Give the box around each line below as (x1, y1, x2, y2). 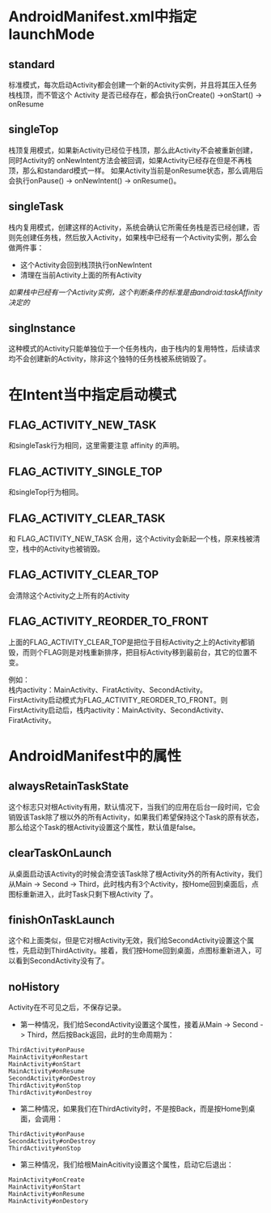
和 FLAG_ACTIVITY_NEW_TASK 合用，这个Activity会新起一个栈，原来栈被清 (8, 534, 260, 544)
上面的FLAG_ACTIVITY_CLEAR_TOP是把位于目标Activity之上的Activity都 (8, 637, 248, 647)
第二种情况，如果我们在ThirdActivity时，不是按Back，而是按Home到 (19, 1104, 248, 1114)
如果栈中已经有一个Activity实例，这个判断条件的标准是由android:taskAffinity (8, 287, 263, 297)
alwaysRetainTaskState (8, 780, 129, 794)
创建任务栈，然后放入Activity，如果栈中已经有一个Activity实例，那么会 (22, 232, 257, 242)
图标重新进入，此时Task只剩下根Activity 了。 (8, 889, 158, 899)
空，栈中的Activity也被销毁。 (8, 544, 105, 554)
